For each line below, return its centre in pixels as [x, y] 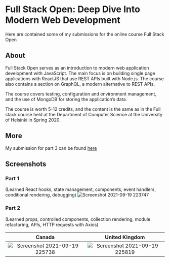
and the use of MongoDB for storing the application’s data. [66, 99]
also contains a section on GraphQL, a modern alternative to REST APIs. [80, 84]
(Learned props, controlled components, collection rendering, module [78, 219]
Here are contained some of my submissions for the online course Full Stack [85, 34]
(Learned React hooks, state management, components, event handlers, [80, 189]
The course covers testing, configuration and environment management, [81, 94]
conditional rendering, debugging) [41, 195]
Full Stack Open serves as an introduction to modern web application [77, 68]
